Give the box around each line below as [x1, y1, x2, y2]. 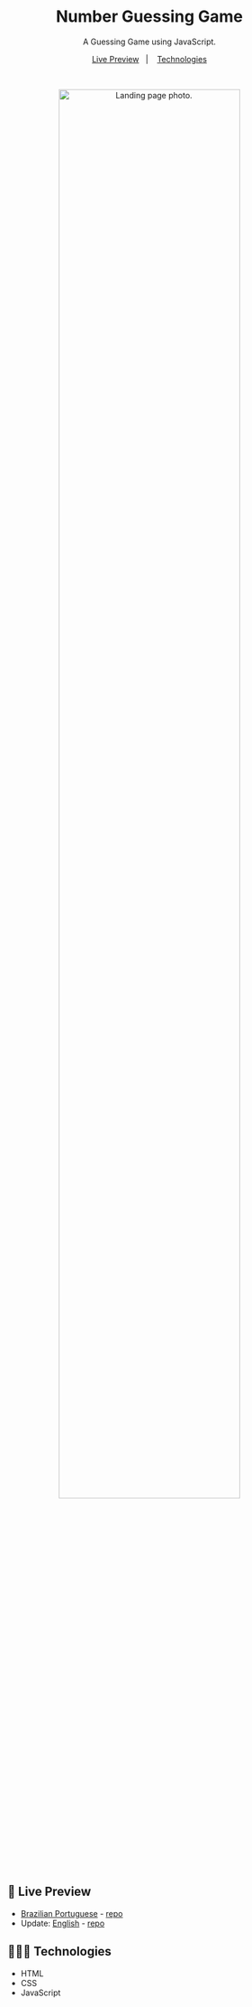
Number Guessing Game [55, 6, 244, 27]
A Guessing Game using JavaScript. [82, 36, 217, 47]
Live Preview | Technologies [91, 53, 208, 64]
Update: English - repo [20, 1918, 105, 1928]
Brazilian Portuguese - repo [20, 1908, 123, 1918]
